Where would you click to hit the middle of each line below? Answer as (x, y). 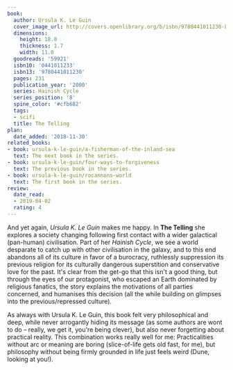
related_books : (29, 143)
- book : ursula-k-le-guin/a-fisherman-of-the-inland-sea (91, 150)
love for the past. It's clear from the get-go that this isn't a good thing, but (112, 271)
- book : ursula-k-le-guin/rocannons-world (69, 175)
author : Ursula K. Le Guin (52, 20)
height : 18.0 (38, 40)
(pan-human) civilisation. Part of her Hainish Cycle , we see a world (103, 242)
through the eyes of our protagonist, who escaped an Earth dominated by (112, 279)
